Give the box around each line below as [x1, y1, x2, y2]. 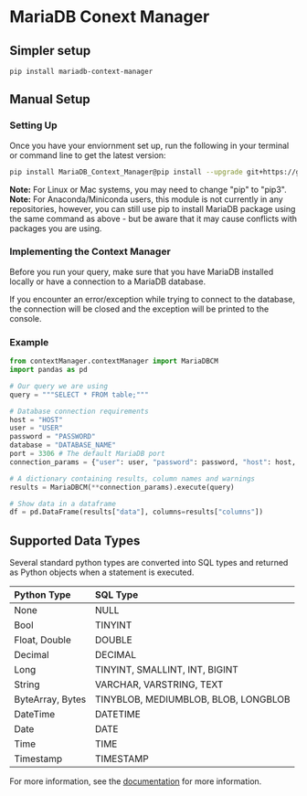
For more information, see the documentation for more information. [9, 776, 262, 787]
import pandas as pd [9, 366, 89, 375]
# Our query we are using [9, 381, 108, 390]
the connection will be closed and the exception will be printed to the [9, 303, 270, 314]
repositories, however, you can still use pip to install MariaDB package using [9, 203, 296, 214]
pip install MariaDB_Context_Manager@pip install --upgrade [9, 167, 244, 176]
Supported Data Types [9, 533, 141, 548]
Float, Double [14, 633, 71, 646]
